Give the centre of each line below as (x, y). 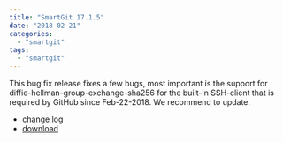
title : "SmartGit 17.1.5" (57, 17)
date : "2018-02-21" (45, 26)
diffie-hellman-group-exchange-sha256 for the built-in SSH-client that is (141, 93)
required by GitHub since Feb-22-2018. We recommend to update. (130, 102)
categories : (31, 34)
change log (42, 119)
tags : (19, 50)
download (40, 128)
